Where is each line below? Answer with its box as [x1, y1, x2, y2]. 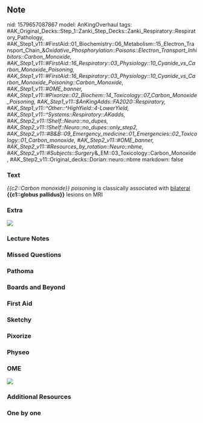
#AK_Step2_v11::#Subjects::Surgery [7, 149, 95, 157]
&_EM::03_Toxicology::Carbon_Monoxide [94, 149, 196, 157]
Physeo [7, 347, 30, 356]
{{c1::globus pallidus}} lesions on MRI [7, 191, 103, 198]
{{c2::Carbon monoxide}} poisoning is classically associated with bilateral [7, 184, 191, 192]
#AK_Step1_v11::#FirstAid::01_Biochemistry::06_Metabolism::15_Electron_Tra [7, 40, 195, 47]
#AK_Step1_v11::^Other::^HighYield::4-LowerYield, [7, 104, 129, 111]
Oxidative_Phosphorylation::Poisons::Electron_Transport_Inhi [45, 47, 197, 54]
